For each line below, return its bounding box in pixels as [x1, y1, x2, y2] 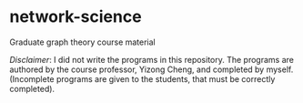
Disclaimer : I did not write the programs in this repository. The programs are [9, 54, 294, 65]
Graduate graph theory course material [9, 36, 157, 47]
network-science [9, 6, 143, 27]
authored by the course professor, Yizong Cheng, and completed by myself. [9, 64, 294, 75]
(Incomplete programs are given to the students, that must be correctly [9, 73, 276, 84]
